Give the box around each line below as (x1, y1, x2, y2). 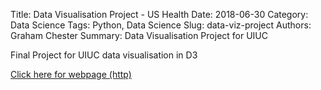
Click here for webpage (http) (10, 69, 132, 80)
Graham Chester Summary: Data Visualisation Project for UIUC (10, 30, 269, 41)
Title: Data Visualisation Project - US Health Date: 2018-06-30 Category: (10, 9, 309, 20)
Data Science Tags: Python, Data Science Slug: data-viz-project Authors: (10, 19, 312, 31)
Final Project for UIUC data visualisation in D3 (10, 49, 198, 61)
